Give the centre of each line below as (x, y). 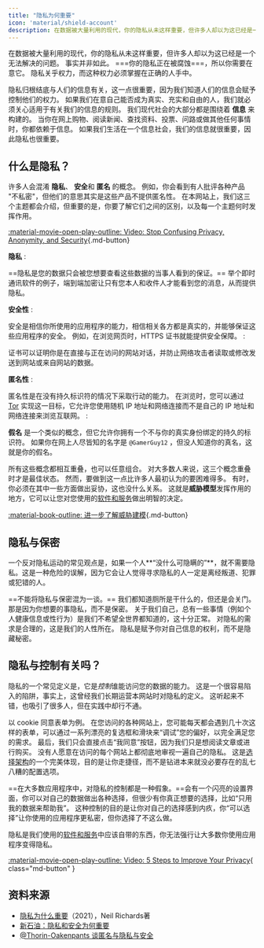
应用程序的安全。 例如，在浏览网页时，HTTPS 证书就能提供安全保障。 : (130, 336)
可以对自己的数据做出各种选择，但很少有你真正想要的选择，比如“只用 (141, 798)
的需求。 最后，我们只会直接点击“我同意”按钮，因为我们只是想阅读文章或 (126, 742)
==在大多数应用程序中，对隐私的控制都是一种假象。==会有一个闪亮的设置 (128, 788)
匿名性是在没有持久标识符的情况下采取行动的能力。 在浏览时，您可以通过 (126, 396)
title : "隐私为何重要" (42, 15)
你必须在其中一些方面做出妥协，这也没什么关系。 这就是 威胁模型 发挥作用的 (130, 489)
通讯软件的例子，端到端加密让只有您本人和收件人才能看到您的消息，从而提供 (132, 283)
